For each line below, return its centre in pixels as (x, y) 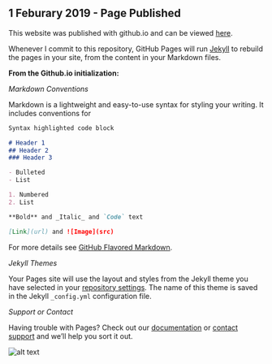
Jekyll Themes (33, 262)
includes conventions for (50, 113)
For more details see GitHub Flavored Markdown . (91, 247)
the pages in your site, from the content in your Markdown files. (115, 57)
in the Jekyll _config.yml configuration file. (80, 296)
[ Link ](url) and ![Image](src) (61, 232)
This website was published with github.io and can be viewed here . (121, 32)
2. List (22, 202)
